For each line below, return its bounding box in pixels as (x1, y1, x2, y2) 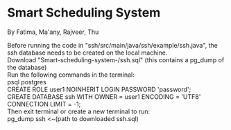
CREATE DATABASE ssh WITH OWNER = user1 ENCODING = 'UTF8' (7, 92, 201, 101)
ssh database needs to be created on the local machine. (7, 48, 168, 57)
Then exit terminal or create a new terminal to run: (7, 107, 151, 115)
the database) (7, 63, 47, 71)
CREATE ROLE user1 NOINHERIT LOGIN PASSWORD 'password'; (7, 85, 191, 93)
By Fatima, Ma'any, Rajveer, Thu (7, 28, 99, 36)
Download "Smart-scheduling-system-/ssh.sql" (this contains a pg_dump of (7, 55, 225, 64)
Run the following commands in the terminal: (7, 71, 135, 79)
